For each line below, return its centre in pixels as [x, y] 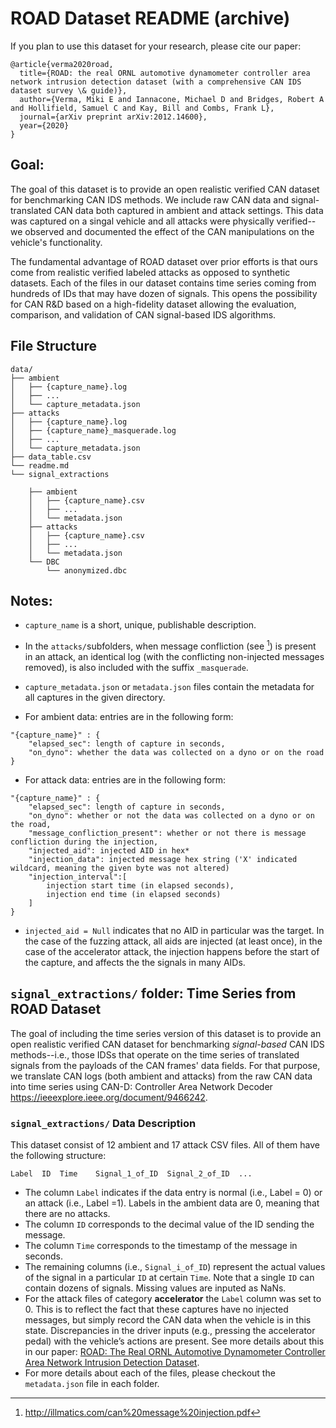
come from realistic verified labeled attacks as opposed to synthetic [150, 272]
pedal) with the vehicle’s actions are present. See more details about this [174, 1341]
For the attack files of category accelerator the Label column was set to [173, 1299]
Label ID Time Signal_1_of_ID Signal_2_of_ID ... [131, 1174]
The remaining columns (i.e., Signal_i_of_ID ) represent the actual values [175, 1267]
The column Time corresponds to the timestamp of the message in [161, 1246]
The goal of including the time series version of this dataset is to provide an [166, 1033]
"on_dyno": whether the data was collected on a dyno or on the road [176, 753]
